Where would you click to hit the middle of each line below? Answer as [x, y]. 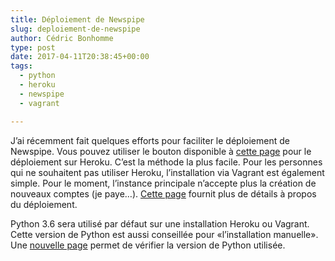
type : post [33, 47]
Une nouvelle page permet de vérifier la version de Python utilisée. [148, 245]
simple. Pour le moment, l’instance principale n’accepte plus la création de [163, 183]
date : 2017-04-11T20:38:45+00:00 [80, 57]
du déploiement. [44, 204]
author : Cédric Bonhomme [62, 38]
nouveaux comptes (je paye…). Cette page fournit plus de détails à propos [163, 193]
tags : [21, 66]
